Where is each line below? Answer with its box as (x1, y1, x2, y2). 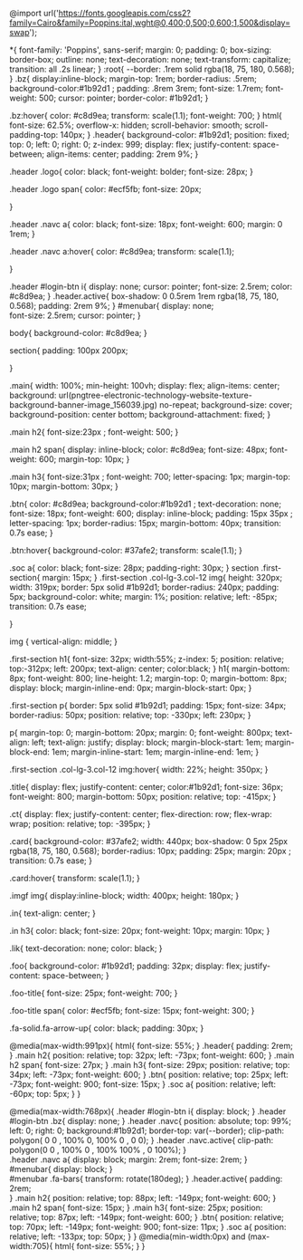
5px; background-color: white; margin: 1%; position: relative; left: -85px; (9, 592, 278, 601)
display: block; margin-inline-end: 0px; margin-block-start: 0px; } (9, 683, 252, 693)
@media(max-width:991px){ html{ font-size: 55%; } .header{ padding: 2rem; (9, 1041, 294, 1051)
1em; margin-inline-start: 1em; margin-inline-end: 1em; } (51, 746, 260, 757)
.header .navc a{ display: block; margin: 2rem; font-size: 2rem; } (9, 1154, 248, 1165)
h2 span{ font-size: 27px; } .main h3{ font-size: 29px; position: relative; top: (9, 1060, 290, 1070)
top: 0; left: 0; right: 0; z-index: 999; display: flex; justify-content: (9, 139, 251, 149)
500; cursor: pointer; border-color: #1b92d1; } (39, 92, 209, 103)
